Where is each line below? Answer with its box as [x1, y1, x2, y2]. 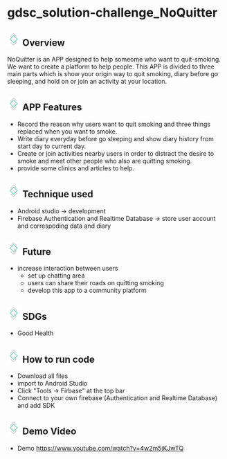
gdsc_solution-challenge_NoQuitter [7, 5, 218, 21]
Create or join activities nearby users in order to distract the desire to [17, 149, 215, 157]
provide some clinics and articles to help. [17, 164, 135, 172]
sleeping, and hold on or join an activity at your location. [7, 78, 167, 85]
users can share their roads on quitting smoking [27, 279, 165, 287]
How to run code [21, 353, 96, 365]
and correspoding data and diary [17, 222, 111, 230]
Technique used [21, 188, 93, 200]
